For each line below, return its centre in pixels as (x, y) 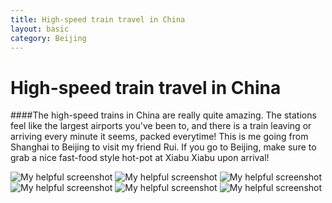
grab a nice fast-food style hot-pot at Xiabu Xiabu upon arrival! (140, 158)
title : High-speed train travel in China (98, 19)
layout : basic (40, 29)
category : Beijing (48, 38)
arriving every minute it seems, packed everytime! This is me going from (159, 137)
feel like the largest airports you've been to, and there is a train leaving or (161, 126)
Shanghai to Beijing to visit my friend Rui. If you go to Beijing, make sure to (163, 147)
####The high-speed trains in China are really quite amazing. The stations (163, 115)
